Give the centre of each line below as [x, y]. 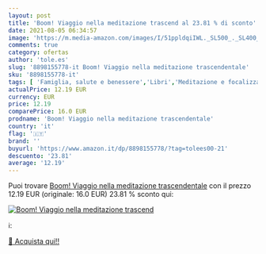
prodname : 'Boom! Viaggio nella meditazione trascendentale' [111, 119]
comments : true [33, 45]
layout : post [30, 15]
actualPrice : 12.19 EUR [47, 89]
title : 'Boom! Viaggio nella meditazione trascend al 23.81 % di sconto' [133, 23]
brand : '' [25, 141]
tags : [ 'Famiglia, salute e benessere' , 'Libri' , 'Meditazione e [116, 82]
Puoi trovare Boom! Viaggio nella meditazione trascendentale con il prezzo [130, 186]
